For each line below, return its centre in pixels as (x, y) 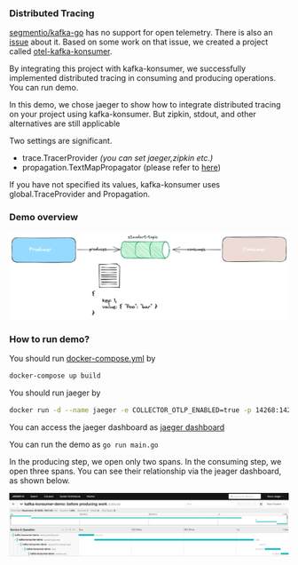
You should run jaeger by (55, 393)
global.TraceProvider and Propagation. (80, 195)
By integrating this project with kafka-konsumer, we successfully (128, 68)
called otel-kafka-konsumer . (61, 52)
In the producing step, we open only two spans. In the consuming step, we (145, 461)
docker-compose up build (55, 376)
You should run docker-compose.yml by (82, 358)
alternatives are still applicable (65, 123)
